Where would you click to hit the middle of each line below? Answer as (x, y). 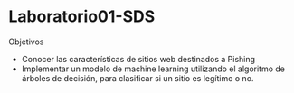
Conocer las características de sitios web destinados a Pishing (138, 59)
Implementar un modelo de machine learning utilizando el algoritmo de (153, 69)
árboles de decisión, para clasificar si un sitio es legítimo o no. (138, 78)
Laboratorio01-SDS (82, 17)
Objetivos (26, 42)
